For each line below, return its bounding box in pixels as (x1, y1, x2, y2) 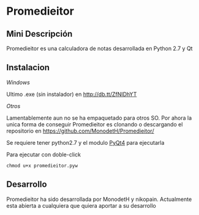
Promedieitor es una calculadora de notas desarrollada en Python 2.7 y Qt (6, 45, 193, 52)
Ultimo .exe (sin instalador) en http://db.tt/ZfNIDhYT (6, 90, 137, 98)
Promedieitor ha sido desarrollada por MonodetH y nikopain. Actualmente (6, 195, 192, 203)
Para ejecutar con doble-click (6, 151, 81, 158)
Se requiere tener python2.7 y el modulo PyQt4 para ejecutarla (6, 139, 165, 146)
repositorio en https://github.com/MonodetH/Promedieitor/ (6, 127, 154, 134)
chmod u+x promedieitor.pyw (6, 162, 78, 169)
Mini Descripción (6, 29, 73, 39)
